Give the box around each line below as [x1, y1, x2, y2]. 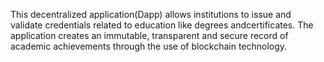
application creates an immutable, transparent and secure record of [10, 30, 289, 41]
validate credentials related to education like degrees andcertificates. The [10, 19, 314, 31]
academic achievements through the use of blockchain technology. [10, 40, 288, 52]
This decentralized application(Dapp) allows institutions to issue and [10, 9, 292, 20]
